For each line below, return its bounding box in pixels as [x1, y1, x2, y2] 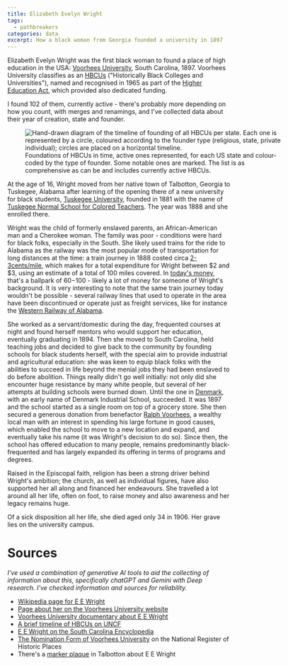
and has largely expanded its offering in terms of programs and [41, 448, 226, 456]
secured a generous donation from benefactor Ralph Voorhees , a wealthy [7, 410, 221, 419]
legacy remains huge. [7, 499, 71, 508]
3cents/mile [7, 261, 42, 270]
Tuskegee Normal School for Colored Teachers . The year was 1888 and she [7, 202, 229, 211]
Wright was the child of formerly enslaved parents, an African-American [7, 224, 218, 232]
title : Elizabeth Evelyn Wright [7, 10, 103, 18]
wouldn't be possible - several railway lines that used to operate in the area [7, 291, 226, 300]
